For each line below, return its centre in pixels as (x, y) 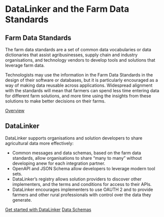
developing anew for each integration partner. (59, 163)
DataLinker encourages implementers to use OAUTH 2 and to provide (83, 189)
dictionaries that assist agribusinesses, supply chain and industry (71, 55)
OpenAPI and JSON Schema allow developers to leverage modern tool (83, 168)
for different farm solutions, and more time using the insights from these (78, 96)
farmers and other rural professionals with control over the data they (82, 195)
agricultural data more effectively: (39, 143)
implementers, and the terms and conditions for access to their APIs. (82, 184)
